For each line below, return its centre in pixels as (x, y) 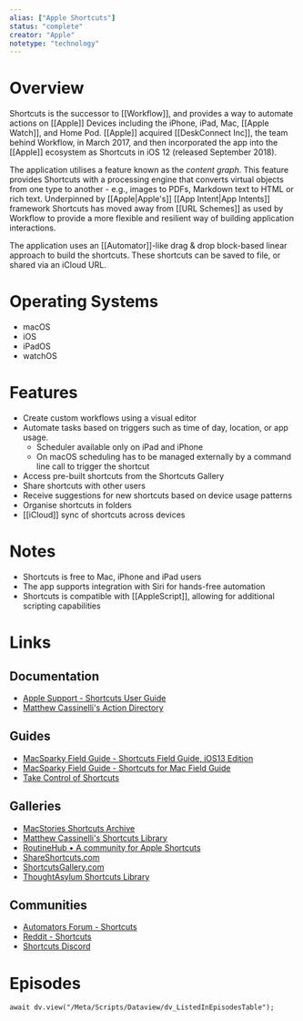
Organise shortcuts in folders (77, 505)
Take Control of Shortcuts (71, 777)
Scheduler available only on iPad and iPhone (119, 447)
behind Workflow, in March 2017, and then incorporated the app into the (144, 143)
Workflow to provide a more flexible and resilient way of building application (151, 219)
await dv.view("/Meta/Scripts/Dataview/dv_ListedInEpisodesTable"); (142, 1007)
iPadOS (37, 346)
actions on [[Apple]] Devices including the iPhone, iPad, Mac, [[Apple (140, 123)
